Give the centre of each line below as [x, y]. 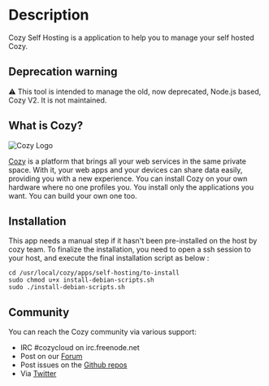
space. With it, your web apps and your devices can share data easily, [126, 169]
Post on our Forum [51, 357]
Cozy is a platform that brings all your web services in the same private [127, 161]
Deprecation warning [63, 72]
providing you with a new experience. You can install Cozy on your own [128, 178]
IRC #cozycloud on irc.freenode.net [80, 348]
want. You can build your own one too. [73, 195]
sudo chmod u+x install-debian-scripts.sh [81, 280]
